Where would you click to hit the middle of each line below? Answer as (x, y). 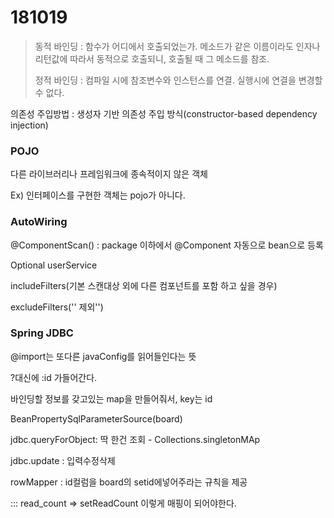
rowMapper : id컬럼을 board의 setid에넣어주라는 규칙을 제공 (129, 482)
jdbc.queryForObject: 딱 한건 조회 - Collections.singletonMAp (135, 439)
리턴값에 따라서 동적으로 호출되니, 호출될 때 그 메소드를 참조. (152, 58)
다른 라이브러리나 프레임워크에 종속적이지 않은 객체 (109, 174)
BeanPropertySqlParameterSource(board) (96, 418)
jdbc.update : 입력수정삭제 (63, 460)
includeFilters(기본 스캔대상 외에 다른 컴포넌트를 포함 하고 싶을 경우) (144, 285)
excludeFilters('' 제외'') (57, 307)
